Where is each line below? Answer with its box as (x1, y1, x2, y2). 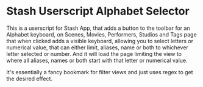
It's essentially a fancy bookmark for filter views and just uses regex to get (6, 68, 193, 75)
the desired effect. (6, 75, 53, 82)
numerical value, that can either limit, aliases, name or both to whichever (6, 44, 189, 51)
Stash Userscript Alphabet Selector (6, 4, 190, 18)
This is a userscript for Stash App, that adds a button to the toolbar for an (6, 24, 190, 32)
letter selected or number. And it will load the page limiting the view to (6, 50, 182, 57)
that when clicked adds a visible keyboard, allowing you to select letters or (6, 37, 194, 44)
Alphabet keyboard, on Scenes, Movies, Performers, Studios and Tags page (6, 30, 197, 38)
